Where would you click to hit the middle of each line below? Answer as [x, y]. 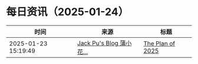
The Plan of [159, 43]
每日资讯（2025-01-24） [67, 12]
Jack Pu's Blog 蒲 [102, 43]
